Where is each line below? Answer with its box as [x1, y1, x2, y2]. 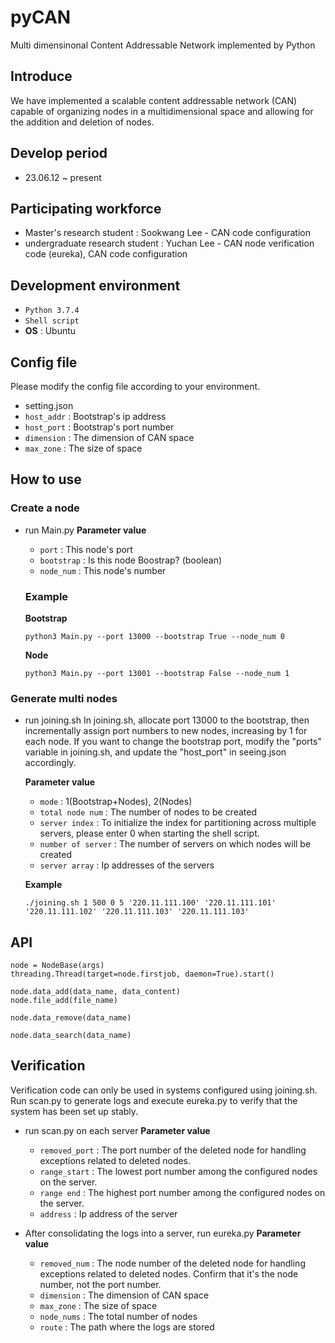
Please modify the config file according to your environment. [10, 381, 261, 392]
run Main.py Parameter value [24, 524, 147, 536]
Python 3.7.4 [24, 306, 80, 316]
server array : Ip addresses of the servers [39, 859, 215, 871]
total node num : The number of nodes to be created [39, 806, 257, 818]
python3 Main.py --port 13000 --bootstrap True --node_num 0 [24, 631, 286, 641]
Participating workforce [10, 200, 162, 217]
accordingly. [24, 757, 77, 769]
